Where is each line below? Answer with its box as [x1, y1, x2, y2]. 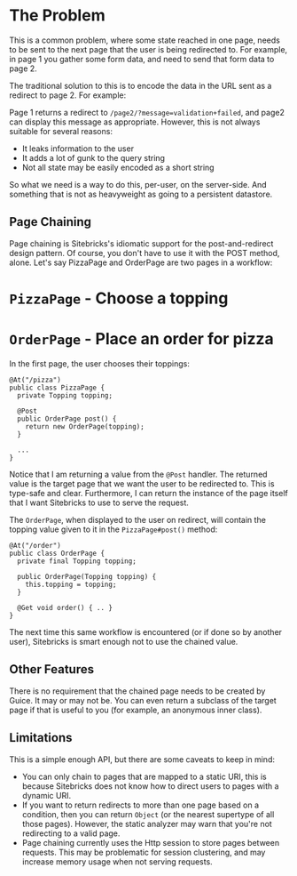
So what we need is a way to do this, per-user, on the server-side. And [9, 179, 268, 189]
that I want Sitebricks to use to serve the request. [9, 497, 189, 508]
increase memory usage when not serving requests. [21, 856, 213, 867]
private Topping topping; [17, 390, 113, 400]
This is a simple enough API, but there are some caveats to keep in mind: [9, 753, 275, 765]
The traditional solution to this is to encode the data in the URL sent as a [9, 80, 272, 91]
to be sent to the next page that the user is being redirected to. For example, [9, 44, 288, 54]
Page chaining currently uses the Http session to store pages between [21, 837, 280, 848]
